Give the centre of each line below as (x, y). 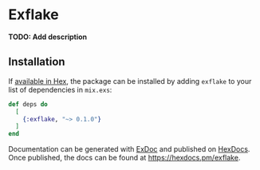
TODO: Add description (48, 37)
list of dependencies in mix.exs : (60, 89)
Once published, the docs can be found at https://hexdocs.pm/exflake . (124, 158)
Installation (37, 62)
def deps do (28, 104)
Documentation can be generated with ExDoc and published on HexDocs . (129, 149)
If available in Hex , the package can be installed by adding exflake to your (130, 81)
